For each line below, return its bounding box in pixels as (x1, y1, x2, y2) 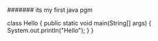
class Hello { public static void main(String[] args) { (7, 19, 152, 27)
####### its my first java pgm (7, 6, 93, 14)
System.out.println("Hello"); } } (7, 27, 94, 34)
